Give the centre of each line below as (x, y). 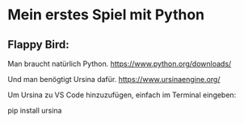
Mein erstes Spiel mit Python (106, 15)
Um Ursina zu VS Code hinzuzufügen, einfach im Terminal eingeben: (122, 95)
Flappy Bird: (38, 45)
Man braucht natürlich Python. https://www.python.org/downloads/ (120, 64)
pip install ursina (35, 111)
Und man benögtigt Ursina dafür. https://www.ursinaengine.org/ (114, 79)
